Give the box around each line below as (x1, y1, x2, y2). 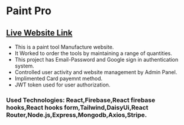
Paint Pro (6, 4, 51, 18)
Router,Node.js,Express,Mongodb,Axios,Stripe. (6, 111, 147, 119)
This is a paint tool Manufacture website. (14, 43, 114, 50)
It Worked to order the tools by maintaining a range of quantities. (14, 50, 173, 57)
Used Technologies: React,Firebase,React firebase (6, 96, 156, 104)
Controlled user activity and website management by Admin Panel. (14, 69, 177, 75)
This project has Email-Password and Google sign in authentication (14, 56, 179, 63)
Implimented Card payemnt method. (14, 75, 103, 82)
